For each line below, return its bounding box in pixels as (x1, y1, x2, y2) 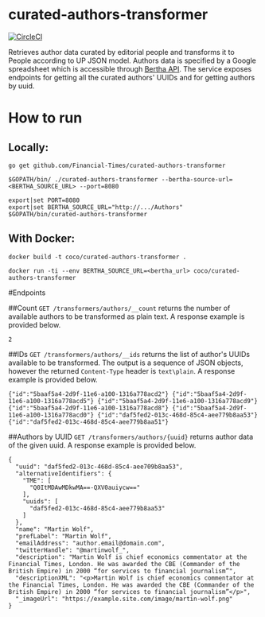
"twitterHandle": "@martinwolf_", (15, 546, 130, 554)
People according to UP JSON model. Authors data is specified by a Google (8, 56, 256, 65)
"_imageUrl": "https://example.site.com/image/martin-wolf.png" (15, 595, 233, 603)
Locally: (8, 141, 49, 154)
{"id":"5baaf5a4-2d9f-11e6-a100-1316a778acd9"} (96, 397, 259, 405)
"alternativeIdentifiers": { (15, 469, 112, 478)
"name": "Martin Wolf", (15, 525, 94, 534)
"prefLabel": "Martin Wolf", (15, 532, 112, 540)
